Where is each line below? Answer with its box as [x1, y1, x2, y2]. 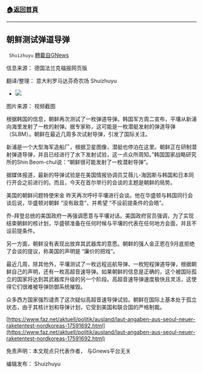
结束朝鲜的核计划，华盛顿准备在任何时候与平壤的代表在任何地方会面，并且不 [6, 219, 197, 227]
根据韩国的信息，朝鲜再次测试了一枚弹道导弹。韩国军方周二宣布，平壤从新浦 [6, 115, 197, 123]
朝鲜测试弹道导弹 [6, 34, 70, 45]
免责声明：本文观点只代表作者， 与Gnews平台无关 [6, 348, 131, 355]
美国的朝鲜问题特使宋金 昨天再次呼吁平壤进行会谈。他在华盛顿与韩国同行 [6, 192, 188, 199]
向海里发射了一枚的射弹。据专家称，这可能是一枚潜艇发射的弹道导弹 [6, 123, 176, 131]
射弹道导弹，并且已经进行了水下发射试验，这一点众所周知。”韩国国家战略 [6, 151, 186, 158]
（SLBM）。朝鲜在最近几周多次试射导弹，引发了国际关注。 [6, 131, 151, 138]
